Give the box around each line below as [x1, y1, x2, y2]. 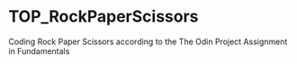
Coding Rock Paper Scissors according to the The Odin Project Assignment [8, 36, 288, 47]
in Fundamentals [8, 45, 70, 56]
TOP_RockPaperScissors [8, 6, 199, 27]
